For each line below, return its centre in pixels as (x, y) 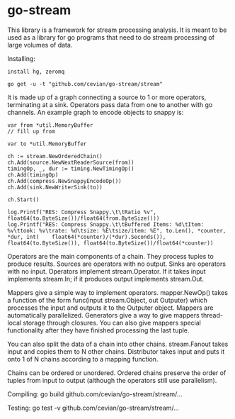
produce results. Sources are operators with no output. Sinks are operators (117, 264)
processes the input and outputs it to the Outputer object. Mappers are (110, 308)
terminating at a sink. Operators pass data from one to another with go (110, 104)
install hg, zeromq (36, 72)
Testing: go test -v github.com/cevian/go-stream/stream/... (93, 408)
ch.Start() (23, 200)
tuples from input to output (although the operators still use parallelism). (112, 380)
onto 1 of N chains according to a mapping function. (83, 359)
